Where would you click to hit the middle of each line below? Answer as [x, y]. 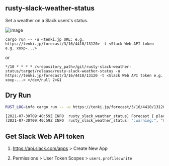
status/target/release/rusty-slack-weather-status [59, 71]
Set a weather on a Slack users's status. [47, 20]
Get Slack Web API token [45, 136]
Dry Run [18, 95]
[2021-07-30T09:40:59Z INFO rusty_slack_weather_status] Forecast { [80, 116]
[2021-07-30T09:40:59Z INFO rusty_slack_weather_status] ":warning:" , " [84, 121]
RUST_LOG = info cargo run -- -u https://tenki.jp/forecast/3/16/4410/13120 [85, 107]
